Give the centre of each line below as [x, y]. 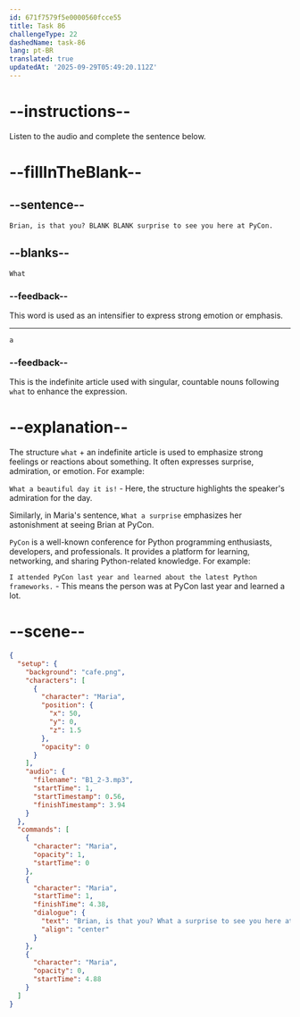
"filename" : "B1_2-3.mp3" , [83, 780]
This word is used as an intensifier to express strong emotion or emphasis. [146, 315]
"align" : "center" [75, 929]
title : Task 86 [37, 26]
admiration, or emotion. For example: [77, 471]
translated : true [42, 59]
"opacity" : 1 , [59, 855]
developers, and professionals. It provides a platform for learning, [129, 552]
